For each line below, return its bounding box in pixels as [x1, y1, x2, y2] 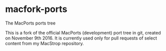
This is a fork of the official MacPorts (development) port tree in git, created [5, 29, 161, 35]
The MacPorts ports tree [5, 20, 56, 26]
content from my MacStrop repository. [5, 40, 84, 46]
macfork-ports [5, 3, 67, 15]
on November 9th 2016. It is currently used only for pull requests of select [5, 35, 157, 41]
